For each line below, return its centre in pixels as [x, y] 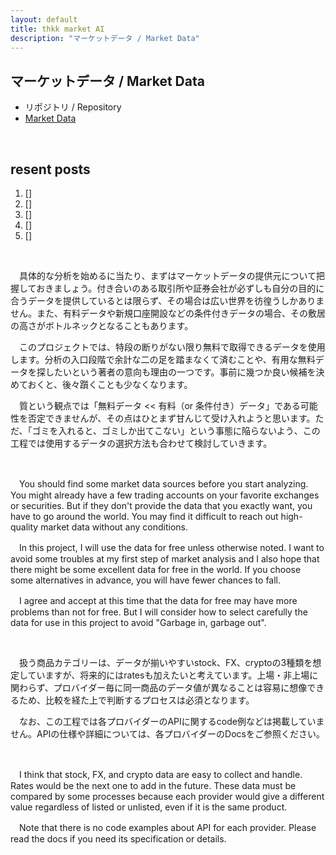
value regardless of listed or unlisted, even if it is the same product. [149, 807]
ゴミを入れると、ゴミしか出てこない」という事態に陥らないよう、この [176, 430]
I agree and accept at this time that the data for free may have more [158, 600]
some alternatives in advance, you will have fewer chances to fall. [146, 580]
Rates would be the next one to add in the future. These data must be [153, 785]
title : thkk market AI [57, 29]
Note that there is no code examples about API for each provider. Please [167, 827]
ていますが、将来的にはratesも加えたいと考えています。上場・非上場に [173, 675]
